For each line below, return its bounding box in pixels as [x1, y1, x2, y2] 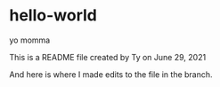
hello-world [9, 5, 98, 26]
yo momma [9, 35, 51, 45]
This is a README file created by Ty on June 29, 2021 [9, 51, 207, 62]
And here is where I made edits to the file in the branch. [9, 68, 213, 80]
